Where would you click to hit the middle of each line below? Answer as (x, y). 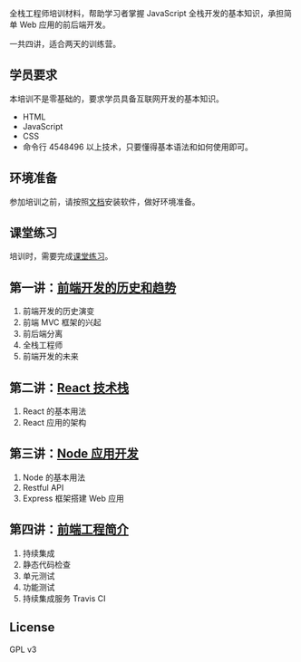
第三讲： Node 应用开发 (74, 454)
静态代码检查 (46, 564)
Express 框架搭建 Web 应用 (73, 498)
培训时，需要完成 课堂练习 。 (61, 256)
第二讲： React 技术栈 (69, 388)
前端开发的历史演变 (58, 312)
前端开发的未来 (50, 357)
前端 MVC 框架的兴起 (62, 322)
